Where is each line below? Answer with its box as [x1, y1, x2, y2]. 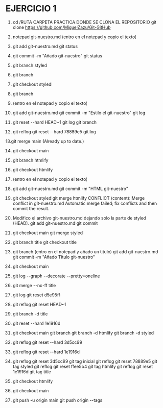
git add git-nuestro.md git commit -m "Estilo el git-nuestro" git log [12, 110, 146, 116]
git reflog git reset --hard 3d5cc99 [12, 339, 83, 345]
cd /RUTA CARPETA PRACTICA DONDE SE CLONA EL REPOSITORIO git [12, 19, 157, 25]
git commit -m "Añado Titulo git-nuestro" [12, 254, 95, 260]
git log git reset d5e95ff [12, 292, 61, 298]
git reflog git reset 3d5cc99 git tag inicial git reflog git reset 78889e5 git [12, 358, 158, 364]
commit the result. [12, 205, 49, 211]
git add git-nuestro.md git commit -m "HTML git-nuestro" [12, 186, 129, 192]
